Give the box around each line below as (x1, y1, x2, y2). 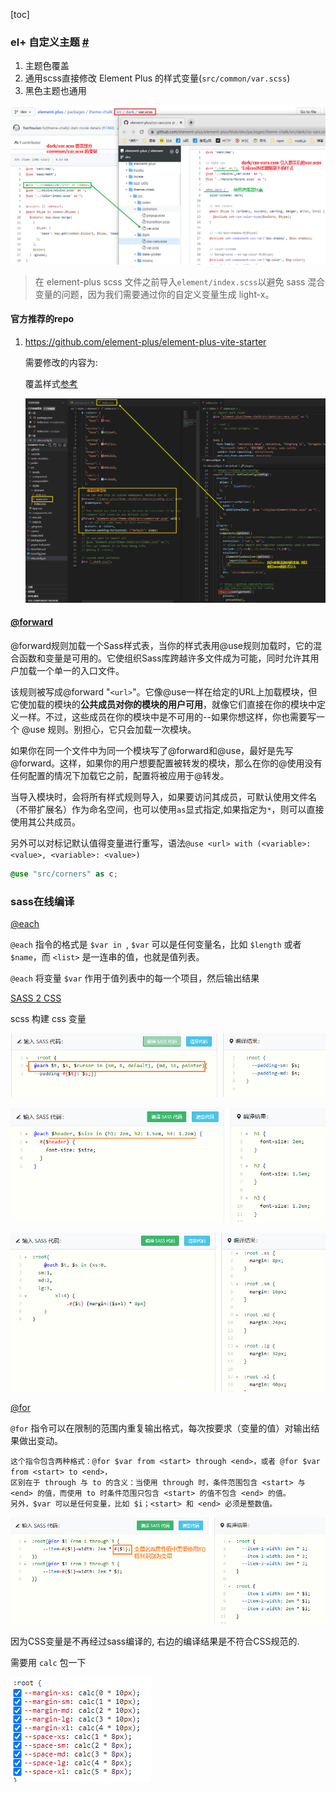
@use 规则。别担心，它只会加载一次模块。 (21, 724, 197, 735)
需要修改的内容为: (24, 356, 98, 368)
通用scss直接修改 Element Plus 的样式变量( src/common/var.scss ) (24, 72, 291, 84)
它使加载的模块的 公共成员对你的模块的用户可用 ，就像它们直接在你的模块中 (10, 699, 317, 710)
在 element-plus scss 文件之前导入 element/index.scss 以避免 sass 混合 (34, 275, 326, 288)
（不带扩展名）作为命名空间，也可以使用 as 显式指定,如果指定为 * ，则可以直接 (10, 804, 325, 815)
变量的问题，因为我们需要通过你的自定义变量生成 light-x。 (34, 288, 275, 300)
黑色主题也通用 (24, 85, 87, 97)
